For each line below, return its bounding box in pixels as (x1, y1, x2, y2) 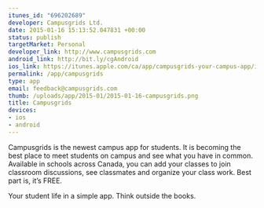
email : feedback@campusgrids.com (8, 84, 118, 93)
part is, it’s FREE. (8, 176, 63, 185)
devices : (8, 107, 37, 115)
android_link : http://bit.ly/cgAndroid (8, 56, 139, 64)
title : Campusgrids (8, 99, 72, 107)
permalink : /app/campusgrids (8, 70, 104, 78)
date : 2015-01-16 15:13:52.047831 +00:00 (8, 26, 146, 34)
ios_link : (8, 63, 41, 71)
